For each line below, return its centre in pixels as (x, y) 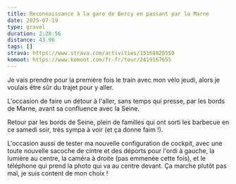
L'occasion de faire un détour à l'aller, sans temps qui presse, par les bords (116, 101)
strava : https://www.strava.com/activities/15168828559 (91, 54)
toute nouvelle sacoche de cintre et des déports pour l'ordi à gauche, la (111, 151)
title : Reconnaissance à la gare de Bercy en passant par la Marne (108, 14)
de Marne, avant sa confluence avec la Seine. (73, 108)
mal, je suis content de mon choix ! (58, 173)
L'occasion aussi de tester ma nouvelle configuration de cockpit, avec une (115, 143)
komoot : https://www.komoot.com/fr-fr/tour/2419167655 (89, 60)
